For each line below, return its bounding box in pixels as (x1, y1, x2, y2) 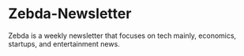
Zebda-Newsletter (8, 5, 132, 23)
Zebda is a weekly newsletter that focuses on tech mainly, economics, (8, 31, 237, 40)
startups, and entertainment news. (8, 39, 120, 48)
